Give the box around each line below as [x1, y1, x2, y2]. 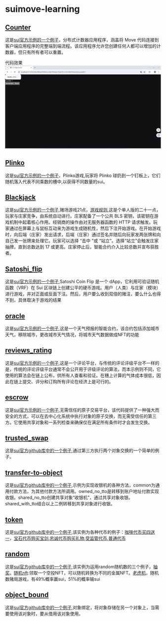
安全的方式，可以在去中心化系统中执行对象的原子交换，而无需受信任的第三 [5, 413, 157, 419]
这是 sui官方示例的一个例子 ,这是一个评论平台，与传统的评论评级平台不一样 [5, 360, 156, 366]
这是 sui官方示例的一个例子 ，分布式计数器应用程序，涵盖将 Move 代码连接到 [5, 37, 159, 43]
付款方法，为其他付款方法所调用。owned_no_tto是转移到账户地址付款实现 [9, 488, 159, 494]
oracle [5, 311, 25, 320]
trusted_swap [5, 434, 48, 442]
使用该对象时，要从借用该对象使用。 [9, 611, 83, 617]
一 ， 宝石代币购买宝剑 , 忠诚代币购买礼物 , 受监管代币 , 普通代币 [5, 535, 126, 541]
